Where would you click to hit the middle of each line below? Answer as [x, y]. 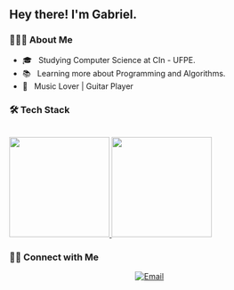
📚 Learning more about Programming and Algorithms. [124, 73]
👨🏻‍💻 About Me [41, 40]
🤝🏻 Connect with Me [54, 257]
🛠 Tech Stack [40, 109]
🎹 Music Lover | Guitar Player [77, 86]
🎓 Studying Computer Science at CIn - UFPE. [109, 60]
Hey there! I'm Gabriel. [73, 15]
